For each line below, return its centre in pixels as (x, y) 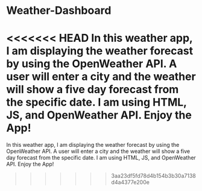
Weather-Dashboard (59, 11)
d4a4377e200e (130, 183)
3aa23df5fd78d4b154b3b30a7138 (153, 176)
